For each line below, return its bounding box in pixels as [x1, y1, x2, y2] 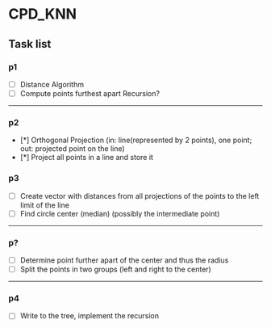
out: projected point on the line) [19, 144, 125, 153]
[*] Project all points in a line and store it [19, 153, 153, 162]
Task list [8, 37, 52, 51]
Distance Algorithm [19, 79, 85, 89]
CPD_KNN [8, 5, 77, 23]
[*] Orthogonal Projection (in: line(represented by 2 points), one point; [19, 135, 252, 145]
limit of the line [19, 200, 70, 210]
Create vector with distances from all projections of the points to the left [19, 191, 260, 200]
